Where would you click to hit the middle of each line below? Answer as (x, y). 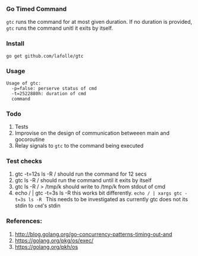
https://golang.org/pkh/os (46, 246)
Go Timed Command (37, 9)
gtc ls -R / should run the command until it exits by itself (83, 180)
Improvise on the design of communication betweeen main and (92, 133)
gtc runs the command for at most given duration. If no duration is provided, (99, 22)
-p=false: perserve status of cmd (54, 88)
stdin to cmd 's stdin (37, 206)
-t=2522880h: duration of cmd (49, 93)
